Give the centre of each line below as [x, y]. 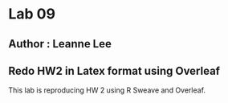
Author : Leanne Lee [60, 44]
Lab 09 [32, 14]
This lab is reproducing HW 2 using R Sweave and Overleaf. [107, 90]
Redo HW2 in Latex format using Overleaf [114, 70]
